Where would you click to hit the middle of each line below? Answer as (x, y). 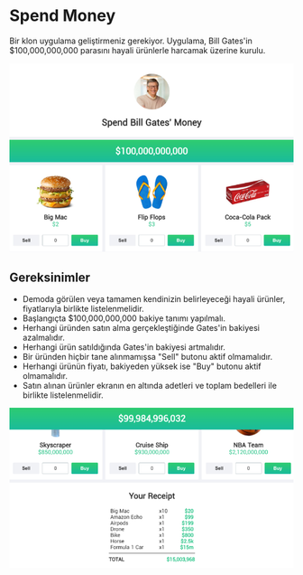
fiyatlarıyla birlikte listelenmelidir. (83, 309)
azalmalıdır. (43, 338)
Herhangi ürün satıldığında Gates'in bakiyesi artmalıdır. (124, 347)
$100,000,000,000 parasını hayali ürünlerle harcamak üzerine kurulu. (138, 50)
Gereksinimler (50, 277)
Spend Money (63, 16)
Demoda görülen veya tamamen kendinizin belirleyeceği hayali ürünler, (154, 299)
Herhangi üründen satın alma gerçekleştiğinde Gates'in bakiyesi (141, 328)
